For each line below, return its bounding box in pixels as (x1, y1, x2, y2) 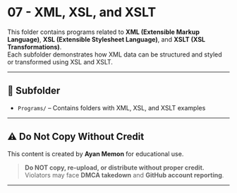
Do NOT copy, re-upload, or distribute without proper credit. (24, 163, 205, 172)
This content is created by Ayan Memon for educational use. (7, 149, 184, 158)
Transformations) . (7, 42, 62, 51)
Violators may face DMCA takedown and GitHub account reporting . (24, 170, 224, 179)
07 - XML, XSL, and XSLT (7, 4, 157, 21)
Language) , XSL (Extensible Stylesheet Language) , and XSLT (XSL (7, 35, 206, 43)
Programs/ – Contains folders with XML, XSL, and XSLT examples (17, 103, 206, 112)
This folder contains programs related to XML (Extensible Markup (7, 28, 200, 36)
